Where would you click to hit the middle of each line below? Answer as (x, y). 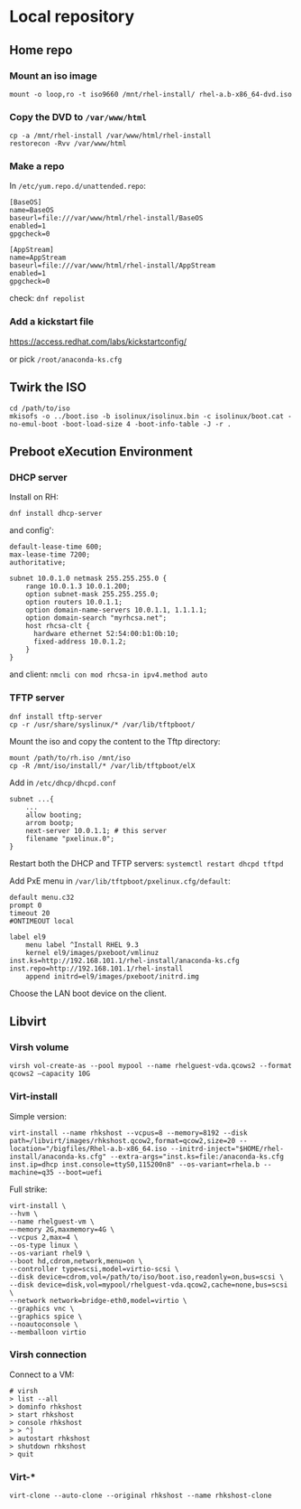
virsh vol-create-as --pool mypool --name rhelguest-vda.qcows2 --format (151, 1066)
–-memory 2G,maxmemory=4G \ (62, 1229)
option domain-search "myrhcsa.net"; (96, 618)
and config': (32, 530)
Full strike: (28, 1189)
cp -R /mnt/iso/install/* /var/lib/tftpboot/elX (102, 765)
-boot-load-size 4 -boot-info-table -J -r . (146, 424)
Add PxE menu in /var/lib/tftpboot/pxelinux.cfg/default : (120, 881)
